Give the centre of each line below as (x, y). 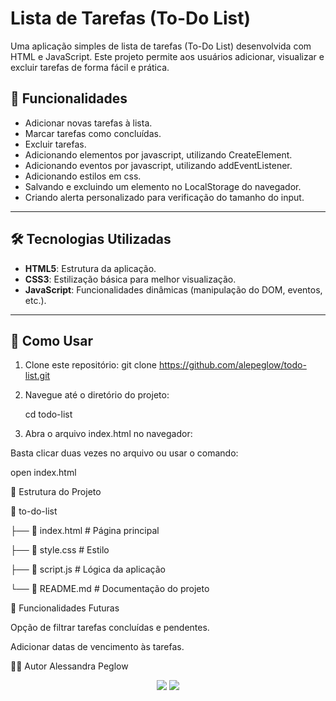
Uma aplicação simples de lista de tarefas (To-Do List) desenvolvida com (161, 46)
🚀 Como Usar (52, 340)
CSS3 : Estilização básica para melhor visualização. (130, 279)
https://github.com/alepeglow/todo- (232, 365)
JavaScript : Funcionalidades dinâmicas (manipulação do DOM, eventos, (173, 289)
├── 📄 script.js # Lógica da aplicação (88, 569)
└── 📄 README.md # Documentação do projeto (110, 589)
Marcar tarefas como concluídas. (93, 133)
